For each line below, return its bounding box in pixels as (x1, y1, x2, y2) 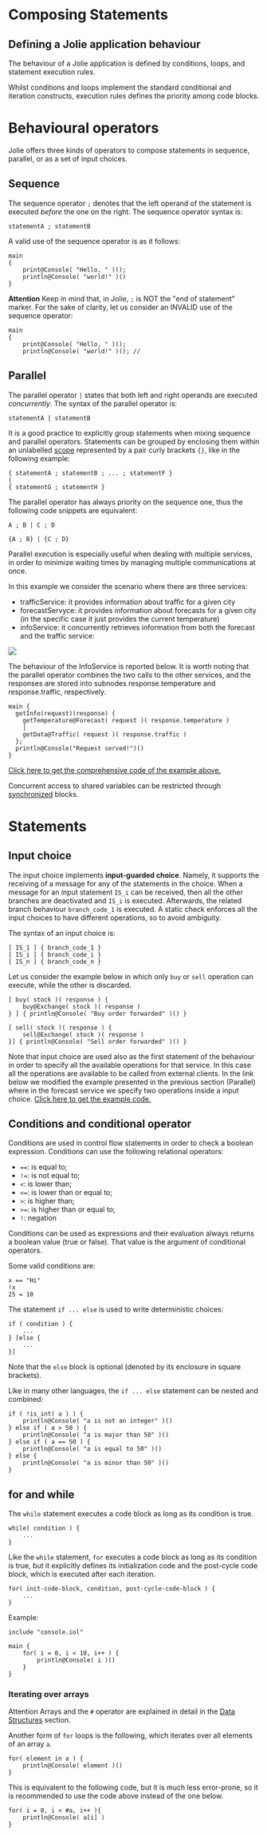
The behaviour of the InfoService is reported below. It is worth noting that (8, 661, 249, 671)
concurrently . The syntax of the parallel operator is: (8, 398, 178, 408)
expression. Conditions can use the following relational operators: (8, 1147, 224, 1157)
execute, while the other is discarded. (8, 980, 132, 990)
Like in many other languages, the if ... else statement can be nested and (8, 1386, 259, 1396)
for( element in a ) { (8, 1754, 84, 1763)
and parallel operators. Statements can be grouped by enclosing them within (8, 436, 260, 446)
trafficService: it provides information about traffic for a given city (19, 597, 236, 607)
